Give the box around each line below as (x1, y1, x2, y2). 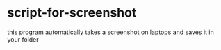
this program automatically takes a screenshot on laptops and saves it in (7, 28, 214, 36)
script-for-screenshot (7, 5, 137, 21)
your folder (7, 35, 40, 43)
